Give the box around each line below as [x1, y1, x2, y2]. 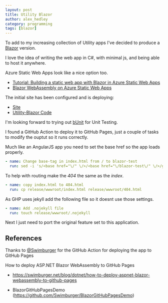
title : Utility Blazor [5, 12, 52, 17]
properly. [5, 149, 24, 155]
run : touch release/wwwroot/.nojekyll [9, 210, 91, 215]
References [5, 234, 42, 242]
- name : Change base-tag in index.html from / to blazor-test [5, 159, 137, 164]
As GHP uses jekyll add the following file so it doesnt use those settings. [5, 196, 154, 202]
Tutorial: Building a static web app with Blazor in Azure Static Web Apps [12, 80, 160, 86]
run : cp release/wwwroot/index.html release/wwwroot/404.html [9, 187, 142, 192]
